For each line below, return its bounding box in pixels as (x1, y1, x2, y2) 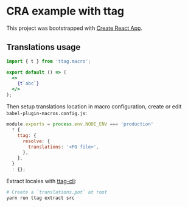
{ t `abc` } (17, 80, 40, 86)
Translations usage (6, 42, 81, 52)
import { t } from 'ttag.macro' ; (6, 58, 91, 65)
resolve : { (22, 138, 50, 144)
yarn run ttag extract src (6, 195, 75, 201)
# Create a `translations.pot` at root (6, 189, 108, 195)
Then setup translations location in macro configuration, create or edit (6, 103, 182, 110)
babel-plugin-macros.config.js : (6, 110, 87, 116)
